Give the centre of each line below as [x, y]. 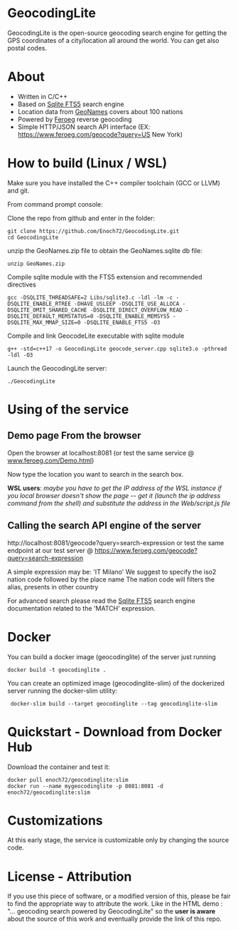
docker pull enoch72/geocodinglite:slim [68, 780]
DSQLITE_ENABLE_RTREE [39, 304]
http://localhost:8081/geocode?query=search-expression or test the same [116, 542]
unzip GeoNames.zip [36, 264]
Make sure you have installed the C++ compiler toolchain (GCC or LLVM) [114, 182]
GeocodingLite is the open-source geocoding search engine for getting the [117, 33]
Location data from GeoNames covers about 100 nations [100, 111]
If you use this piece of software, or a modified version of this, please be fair [119, 897]
